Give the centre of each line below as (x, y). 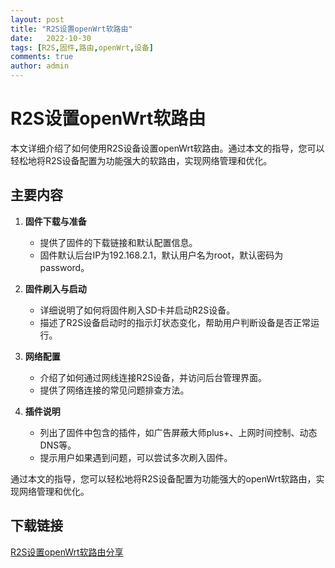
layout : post (37, 19)
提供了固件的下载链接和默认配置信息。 (118, 242)
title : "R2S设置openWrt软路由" (71, 29)
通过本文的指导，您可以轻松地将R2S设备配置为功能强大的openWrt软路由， (163, 478)
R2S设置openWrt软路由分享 (67, 552)
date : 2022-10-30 (51, 38)
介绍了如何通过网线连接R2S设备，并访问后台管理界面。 (153, 377)
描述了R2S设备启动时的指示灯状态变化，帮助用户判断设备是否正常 (175, 322)
